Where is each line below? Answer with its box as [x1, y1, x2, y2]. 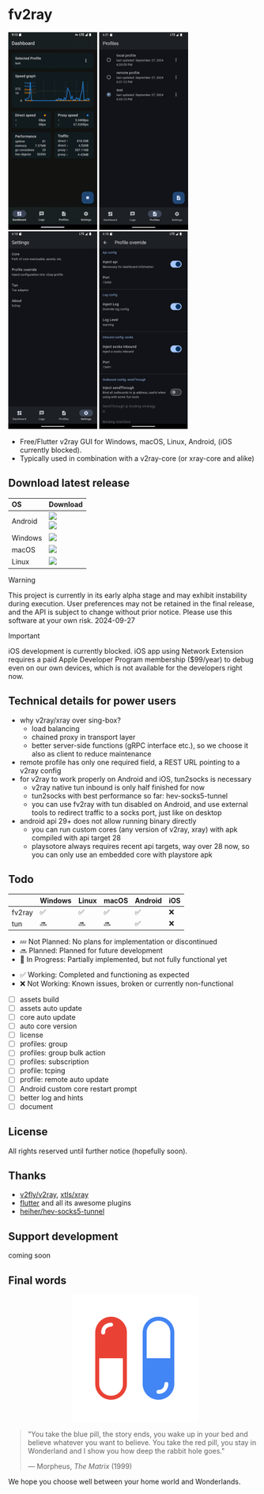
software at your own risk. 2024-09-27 [8, 615, 136, 625]
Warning [8, 575, 36, 584]
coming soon [8, 1251, 51, 1260]
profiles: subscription [19, 1057, 89, 1066]
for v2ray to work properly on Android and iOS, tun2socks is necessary [19, 774, 252, 783]
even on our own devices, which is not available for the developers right [8, 662, 243, 673]
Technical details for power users [8, 694, 176, 708]
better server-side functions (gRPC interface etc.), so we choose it [31, 741, 249, 750]
